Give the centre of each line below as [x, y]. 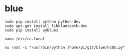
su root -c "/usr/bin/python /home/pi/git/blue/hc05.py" [65, 47]
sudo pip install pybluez [31, 30]
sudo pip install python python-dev [43, 22]
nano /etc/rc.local [25, 39]
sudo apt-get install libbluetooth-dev [46, 26]
